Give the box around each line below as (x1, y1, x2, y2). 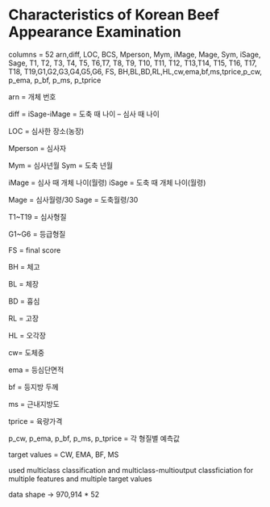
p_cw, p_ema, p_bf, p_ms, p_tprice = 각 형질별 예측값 (8, 434, 180, 443)
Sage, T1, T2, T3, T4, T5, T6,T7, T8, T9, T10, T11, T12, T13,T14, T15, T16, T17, (8, 58, 258, 68)
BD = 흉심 (8, 296, 40, 306)
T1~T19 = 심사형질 (8, 212, 67, 221)
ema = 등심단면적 (8, 365, 64, 375)
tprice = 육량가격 (8, 416, 63, 425)
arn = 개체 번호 (8, 91, 56, 102)
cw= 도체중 (8, 347, 45, 357)
